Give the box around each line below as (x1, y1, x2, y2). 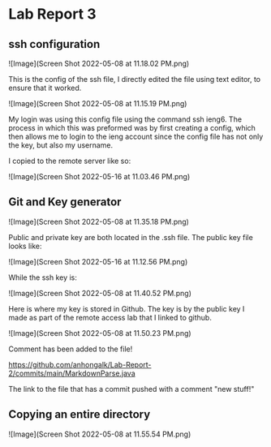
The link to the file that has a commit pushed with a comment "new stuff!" (8, 384, 255, 393)
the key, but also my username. (8, 140, 114, 150)
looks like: (8, 241, 42, 251)
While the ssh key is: (8, 273, 77, 282)
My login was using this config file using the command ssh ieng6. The (8, 114, 242, 124)
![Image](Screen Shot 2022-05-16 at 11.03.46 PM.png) (8, 172, 191, 181)
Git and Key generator (8, 196, 122, 209)
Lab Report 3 (8, 5, 97, 24)
